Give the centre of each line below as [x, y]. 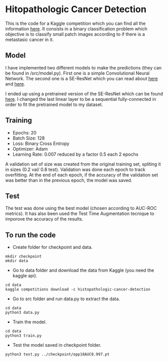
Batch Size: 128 [29, 138]
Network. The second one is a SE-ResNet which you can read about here [81, 78]
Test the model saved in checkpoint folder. [57, 345]
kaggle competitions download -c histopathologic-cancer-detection [78, 289]
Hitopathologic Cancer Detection [76, 9]
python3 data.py [22, 313]
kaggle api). [25, 276]
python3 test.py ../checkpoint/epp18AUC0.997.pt [57, 354]
